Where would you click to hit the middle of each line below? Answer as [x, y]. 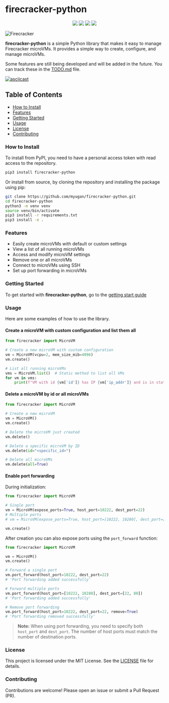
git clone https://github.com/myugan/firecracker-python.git [71, 197]
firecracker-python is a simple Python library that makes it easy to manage [83, 43]
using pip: [16, 187]
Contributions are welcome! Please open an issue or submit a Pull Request [82, 690]
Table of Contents [34, 95]
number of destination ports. [47, 637]
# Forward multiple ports [32, 589]
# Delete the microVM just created [43, 432]
